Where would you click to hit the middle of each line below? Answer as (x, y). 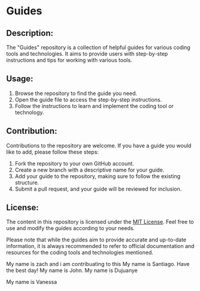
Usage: (20, 79)
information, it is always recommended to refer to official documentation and (100, 246)
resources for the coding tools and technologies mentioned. (80, 253)
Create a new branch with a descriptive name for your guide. (90, 170)
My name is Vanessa (32, 282)
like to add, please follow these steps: (53, 152)
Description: (30, 33)
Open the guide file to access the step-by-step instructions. (88, 99)
